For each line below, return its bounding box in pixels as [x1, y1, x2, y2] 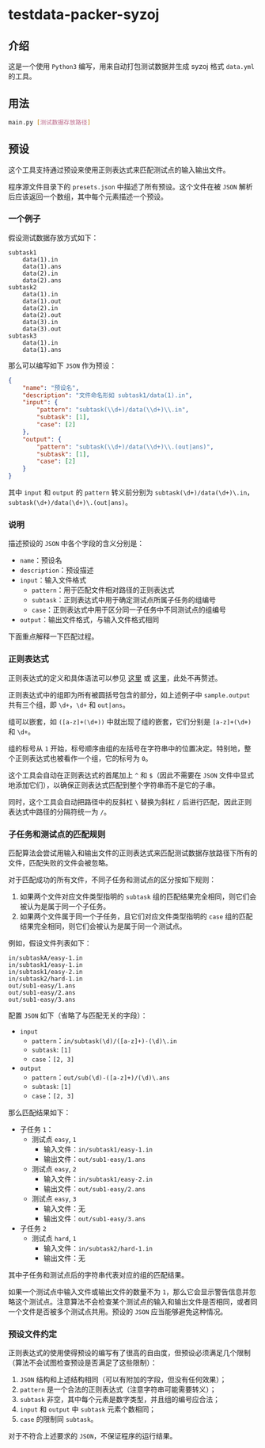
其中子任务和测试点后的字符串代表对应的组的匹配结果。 [8, 1270, 188, 1279]
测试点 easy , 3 [31, 1194, 77, 1203]
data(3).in [22, 318, 59, 326]
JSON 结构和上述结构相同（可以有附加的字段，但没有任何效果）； [19, 1375, 227, 1385]
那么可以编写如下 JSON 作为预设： [8, 361, 117, 370]
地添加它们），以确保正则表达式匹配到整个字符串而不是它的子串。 [8, 780, 220, 789]
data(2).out [22, 311, 62, 319]
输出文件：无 [43, 1253, 85, 1263]
